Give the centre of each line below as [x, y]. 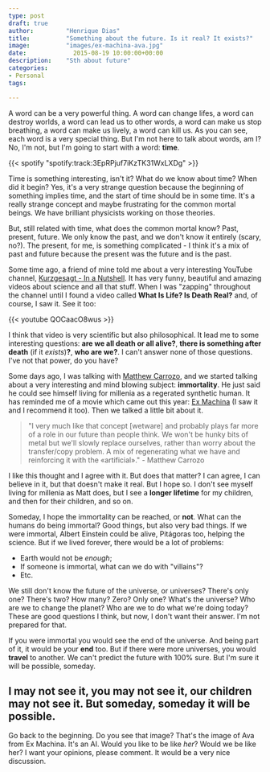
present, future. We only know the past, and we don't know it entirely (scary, [135, 236]
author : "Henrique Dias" [64, 31]
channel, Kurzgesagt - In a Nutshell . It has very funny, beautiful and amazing [135, 277]
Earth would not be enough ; [66, 558]
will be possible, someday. [52, 666]
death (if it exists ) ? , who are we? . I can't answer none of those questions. [131, 351]
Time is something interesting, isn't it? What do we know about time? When [133, 179]
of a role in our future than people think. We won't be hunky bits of [138, 434]
